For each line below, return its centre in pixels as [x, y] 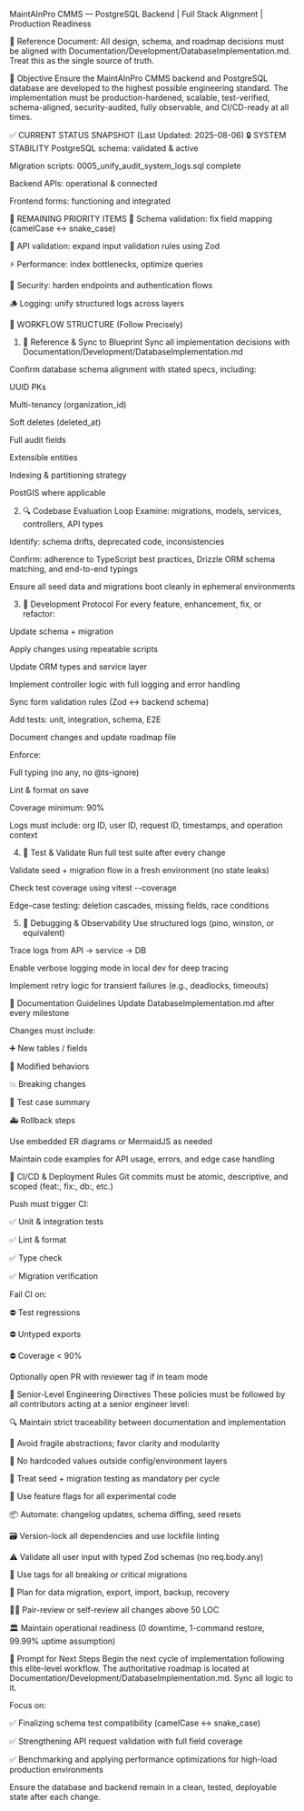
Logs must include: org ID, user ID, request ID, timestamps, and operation [146, 825]
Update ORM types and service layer [78, 667]
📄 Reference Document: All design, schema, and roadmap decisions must [147, 41]
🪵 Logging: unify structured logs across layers [97, 303]
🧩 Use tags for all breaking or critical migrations [98, 1575]
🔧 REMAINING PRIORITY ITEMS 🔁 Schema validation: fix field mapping [141, 219]
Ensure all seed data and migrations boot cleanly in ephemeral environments [152, 586]
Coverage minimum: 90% [57, 808]
